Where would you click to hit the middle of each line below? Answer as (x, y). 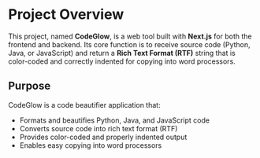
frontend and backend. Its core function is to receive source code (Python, (129, 44)
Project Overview (66, 15)
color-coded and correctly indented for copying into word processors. (122, 61)
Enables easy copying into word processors (91, 145)
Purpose (30, 86)
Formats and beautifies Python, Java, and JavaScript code (115, 120)
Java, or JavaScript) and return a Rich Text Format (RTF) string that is (122, 53)
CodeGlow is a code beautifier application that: (84, 105)
